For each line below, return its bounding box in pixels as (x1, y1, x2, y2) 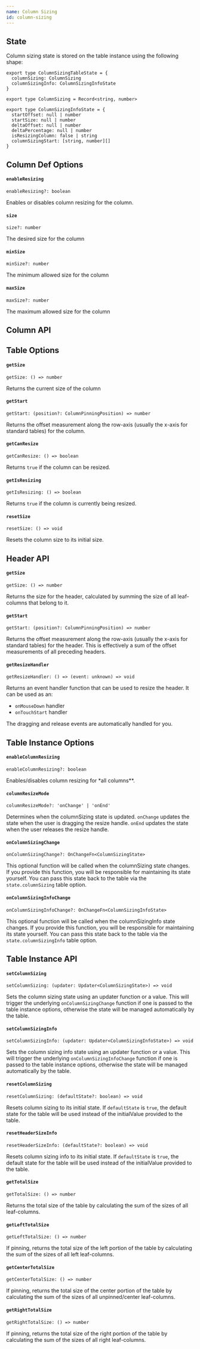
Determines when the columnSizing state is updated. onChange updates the (6, 813, 190, 820)
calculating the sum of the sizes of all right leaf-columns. (6, 1336, 146, 1343)
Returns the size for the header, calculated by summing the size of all (6, 593, 177, 600)
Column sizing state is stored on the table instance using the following (6, 52, 179, 60)
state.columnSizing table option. (6, 881, 87, 888)
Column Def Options (6, 160, 84, 170)
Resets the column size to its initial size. (6, 536, 104, 544)
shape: (6, 59, 23, 66)
